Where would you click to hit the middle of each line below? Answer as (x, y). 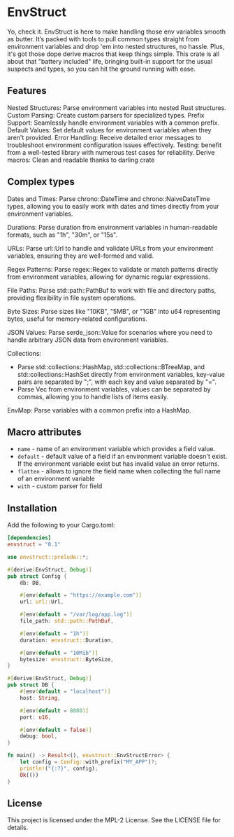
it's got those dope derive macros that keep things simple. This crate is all (114, 54)
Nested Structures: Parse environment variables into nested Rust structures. (117, 108)
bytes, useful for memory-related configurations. (78, 319)
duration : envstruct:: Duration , (67, 640)
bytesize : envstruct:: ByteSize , (67, 659)
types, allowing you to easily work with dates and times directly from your (113, 206)
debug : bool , (39, 736)
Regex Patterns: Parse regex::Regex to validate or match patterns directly (113, 269)
